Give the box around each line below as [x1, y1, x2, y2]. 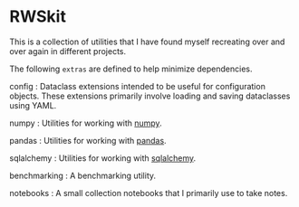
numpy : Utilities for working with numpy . [9, 118, 162, 128]
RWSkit [9, 6, 66, 27]
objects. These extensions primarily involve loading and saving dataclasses [9, 90, 291, 101]
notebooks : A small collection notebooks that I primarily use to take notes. [9, 187, 288, 198]
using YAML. [9, 99, 57, 110]
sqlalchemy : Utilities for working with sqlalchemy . [9, 152, 197, 164]
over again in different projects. [9, 45, 127, 56]
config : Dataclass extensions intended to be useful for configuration [9, 80, 265, 91]
